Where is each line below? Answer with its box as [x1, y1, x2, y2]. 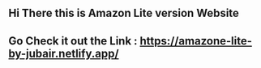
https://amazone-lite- [139, 34, 253, 48]
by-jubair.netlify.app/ [8, 46, 119, 60]
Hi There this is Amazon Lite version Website [8, 6, 239, 20]
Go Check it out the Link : [8, 34, 138, 48]
